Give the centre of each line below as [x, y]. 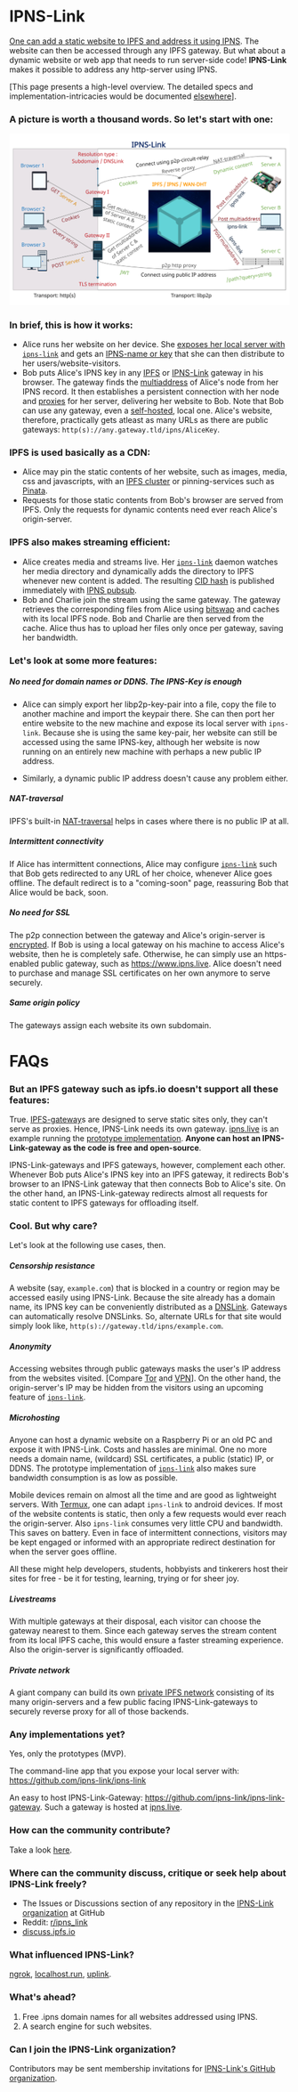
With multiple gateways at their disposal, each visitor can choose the [135, 1621]
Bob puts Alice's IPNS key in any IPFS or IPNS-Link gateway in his [143, 373]
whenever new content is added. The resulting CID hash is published [148, 580]
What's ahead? [43, 1998]
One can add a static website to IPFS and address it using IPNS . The [134, 41]
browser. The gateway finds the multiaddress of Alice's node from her [150, 382]
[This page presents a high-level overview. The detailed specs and [131, 86]
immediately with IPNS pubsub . [80, 590]
